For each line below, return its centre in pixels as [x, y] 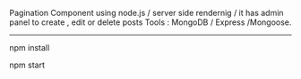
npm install [30, 47]
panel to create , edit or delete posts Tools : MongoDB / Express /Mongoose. [150, 22]
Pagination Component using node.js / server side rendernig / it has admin [146, 13]
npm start [27, 65]
